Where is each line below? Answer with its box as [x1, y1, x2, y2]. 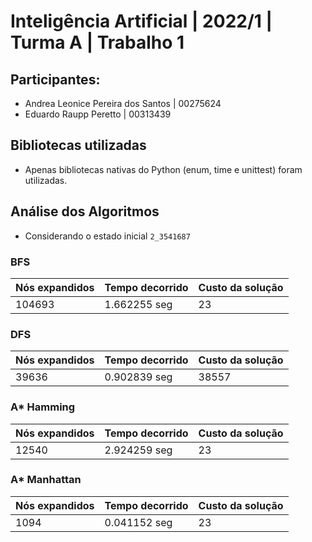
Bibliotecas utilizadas [10, 137, 147, 154]
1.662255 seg [104, 297, 173, 311]
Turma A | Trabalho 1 [10, 31, 185, 54]
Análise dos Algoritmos [10, 203, 160, 220]
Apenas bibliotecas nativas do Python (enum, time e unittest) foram [24, 163, 303, 175]
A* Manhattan [10, 473, 82, 487]
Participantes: [10, 71, 101, 88]
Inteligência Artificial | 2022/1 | [10, 10, 273, 33]
